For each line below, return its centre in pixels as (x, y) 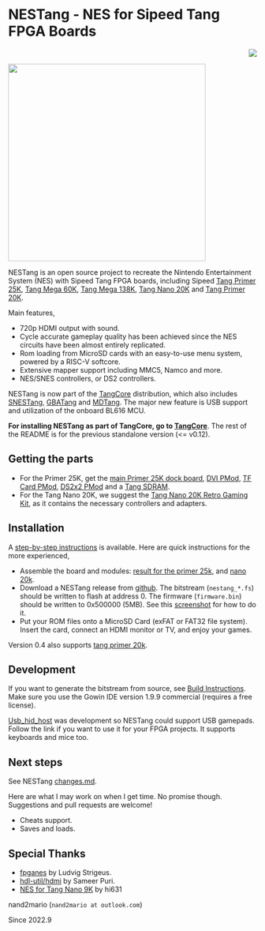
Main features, (32, 313)
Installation (36, 528)
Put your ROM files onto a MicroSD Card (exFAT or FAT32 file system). (133, 621)
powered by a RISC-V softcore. (70, 362)
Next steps (35, 762)
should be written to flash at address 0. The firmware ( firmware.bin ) (131, 596)
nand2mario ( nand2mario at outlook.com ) (75, 905)
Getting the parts (51, 459)
